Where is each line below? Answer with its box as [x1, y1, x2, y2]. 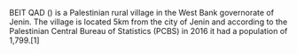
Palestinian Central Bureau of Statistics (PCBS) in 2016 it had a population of [9, 26, 288, 36]
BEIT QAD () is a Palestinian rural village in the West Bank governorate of [9, 8, 275, 17]
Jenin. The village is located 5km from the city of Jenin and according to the [9, 17, 288, 27]
